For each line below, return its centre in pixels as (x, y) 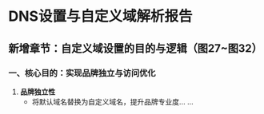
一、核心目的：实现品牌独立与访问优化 (82, 73)
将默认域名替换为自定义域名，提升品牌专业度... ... (112, 101)
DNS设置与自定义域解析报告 (100, 16)
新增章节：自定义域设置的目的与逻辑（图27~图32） (135, 48)
